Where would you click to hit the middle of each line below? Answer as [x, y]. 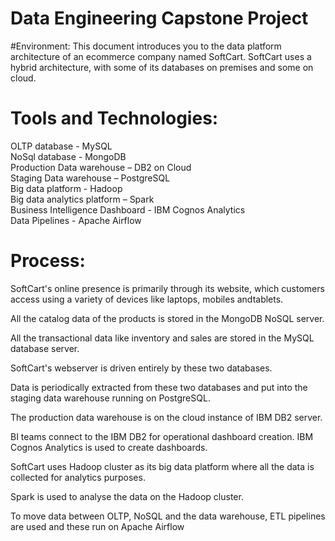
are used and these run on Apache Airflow [97, 526]
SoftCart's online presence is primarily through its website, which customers [167, 288]
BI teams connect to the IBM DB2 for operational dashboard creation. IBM [162, 436]
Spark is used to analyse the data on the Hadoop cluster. [127, 496]
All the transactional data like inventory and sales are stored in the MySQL [162, 338]
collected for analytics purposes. [78, 477]
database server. [45, 348]
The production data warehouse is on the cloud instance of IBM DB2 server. [166, 417]
